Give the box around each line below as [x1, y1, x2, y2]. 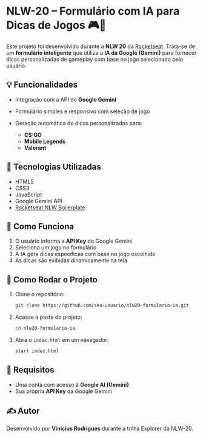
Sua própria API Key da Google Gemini [15, 388, 112, 395]
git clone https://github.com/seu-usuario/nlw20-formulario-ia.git [15, 302, 189, 308]
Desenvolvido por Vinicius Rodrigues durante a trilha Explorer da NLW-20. [6, 425, 194, 433]
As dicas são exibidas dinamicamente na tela [15, 257, 128, 264]
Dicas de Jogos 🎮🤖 [6, 18, 107, 32]
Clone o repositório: [15, 291, 65, 298]
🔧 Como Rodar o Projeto [6, 274, 98, 285]
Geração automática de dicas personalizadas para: [15, 119, 142, 127]
